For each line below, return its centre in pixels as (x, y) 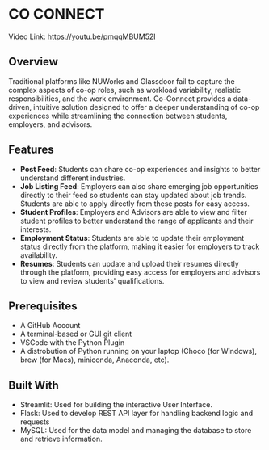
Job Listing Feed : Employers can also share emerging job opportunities (139, 186)
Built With (34, 385)
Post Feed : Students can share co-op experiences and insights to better (140, 169)
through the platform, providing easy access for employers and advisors (140, 272)
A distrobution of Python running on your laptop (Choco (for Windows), (138, 351)
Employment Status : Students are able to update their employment (132, 238)
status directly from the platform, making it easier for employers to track (140, 246)
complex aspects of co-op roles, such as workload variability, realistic (125, 90)
